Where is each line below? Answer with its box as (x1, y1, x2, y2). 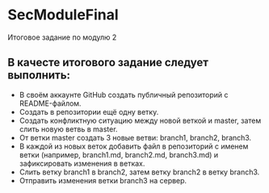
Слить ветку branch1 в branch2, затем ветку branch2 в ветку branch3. (19, 167, 260, 177)
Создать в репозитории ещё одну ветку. (19, 107, 159, 116)
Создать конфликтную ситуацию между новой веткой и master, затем (19, 115, 262, 125)
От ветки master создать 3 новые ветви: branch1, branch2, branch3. (19, 132, 252, 142)
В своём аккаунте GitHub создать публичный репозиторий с (19, 90, 229, 99)
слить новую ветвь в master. (19, 124, 118, 134)
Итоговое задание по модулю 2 (7, 32, 117, 42)
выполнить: (7, 69, 70, 82)
